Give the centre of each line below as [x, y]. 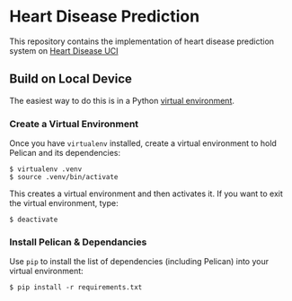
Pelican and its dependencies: [65, 153]
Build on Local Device [71, 79]
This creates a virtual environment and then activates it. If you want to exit [146, 193]
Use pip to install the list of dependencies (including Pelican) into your [139, 262]
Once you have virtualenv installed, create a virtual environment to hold [143, 143]
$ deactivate [34, 220]
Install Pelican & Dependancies [78, 242]
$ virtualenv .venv [46, 169]
